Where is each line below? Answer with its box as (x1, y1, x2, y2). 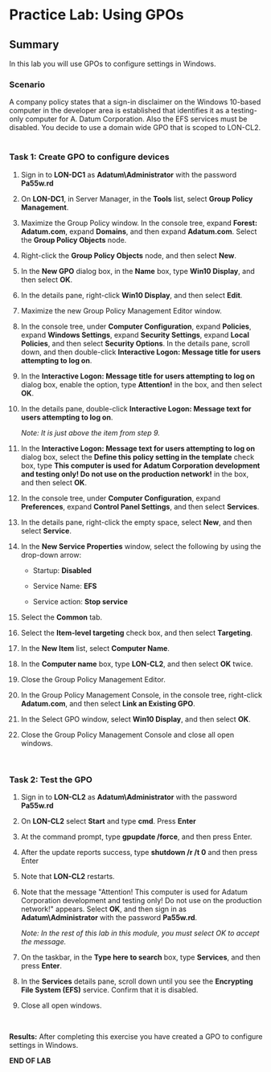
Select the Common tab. (20, 612, 103, 622)
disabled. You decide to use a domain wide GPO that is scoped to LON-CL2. (9, 123, 261, 133)
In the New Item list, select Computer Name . (20, 643, 170, 653)
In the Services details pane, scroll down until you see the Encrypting (20, 976, 253, 986)
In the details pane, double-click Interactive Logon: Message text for (20, 403, 252, 413)
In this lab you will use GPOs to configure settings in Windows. (9, 59, 216, 68)
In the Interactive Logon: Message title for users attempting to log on (20, 371, 256, 381)
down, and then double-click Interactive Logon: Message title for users (20, 347, 261, 357)
